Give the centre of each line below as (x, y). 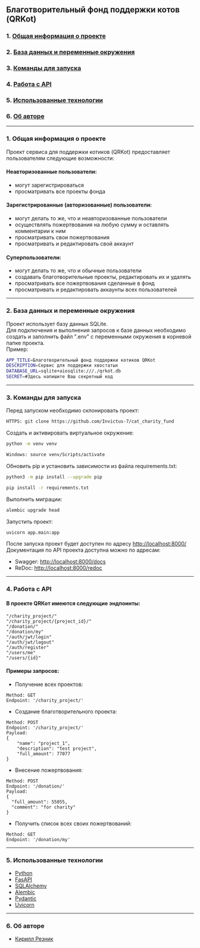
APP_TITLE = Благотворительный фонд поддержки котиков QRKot (81, 360)
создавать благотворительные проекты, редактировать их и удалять (103, 277)
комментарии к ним (40, 231)
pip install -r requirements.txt (48, 488)
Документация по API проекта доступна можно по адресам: (83, 550)
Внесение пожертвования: (49, 770)
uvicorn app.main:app (33, 533)
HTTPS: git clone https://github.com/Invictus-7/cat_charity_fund (90, 421)
